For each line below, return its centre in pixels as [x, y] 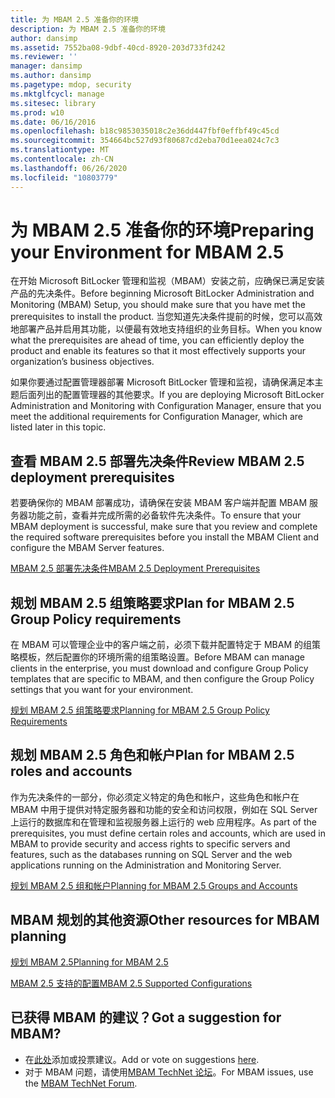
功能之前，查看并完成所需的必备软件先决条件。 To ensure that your [164, 515]
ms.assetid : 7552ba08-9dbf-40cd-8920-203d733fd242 [118, 47]
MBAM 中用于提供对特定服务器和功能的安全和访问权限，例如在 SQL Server [164, 809]
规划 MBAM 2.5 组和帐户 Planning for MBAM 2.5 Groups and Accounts [154, 885]
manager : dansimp [46, 66]
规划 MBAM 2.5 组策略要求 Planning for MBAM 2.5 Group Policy [140, 710]
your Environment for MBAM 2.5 [147, 252]
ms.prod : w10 [37, 112]
